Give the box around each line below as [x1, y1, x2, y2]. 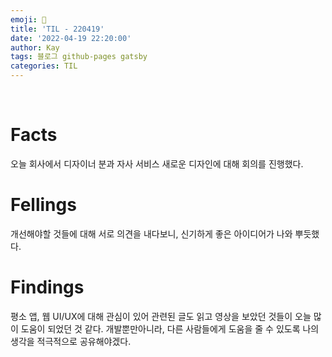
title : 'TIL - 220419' [10, 24, 105, 34]
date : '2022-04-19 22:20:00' [10, 33, 132, 43]
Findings [10, 276, 85, 299]
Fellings [10, 194, 77, 216]
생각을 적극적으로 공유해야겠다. [10, 335, 132, 347]
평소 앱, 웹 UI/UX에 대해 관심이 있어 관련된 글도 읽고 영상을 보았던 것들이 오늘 [10, 310, 312, 322]
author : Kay [10, 42, 60, 53]
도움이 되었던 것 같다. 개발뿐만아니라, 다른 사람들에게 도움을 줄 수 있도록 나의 [20, 322, 320, 335]
